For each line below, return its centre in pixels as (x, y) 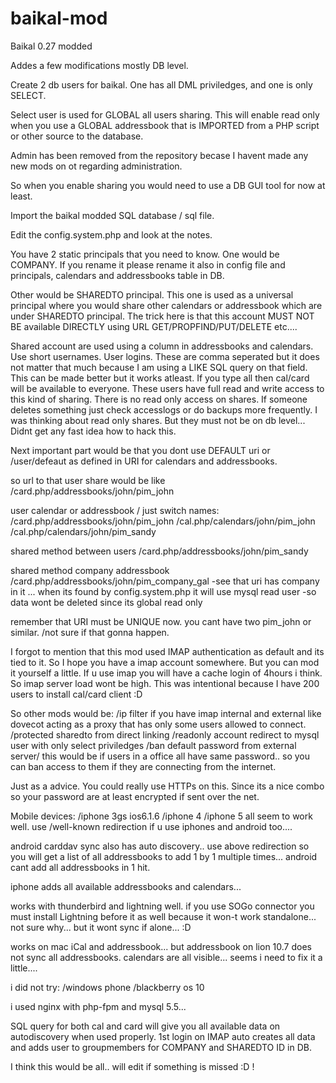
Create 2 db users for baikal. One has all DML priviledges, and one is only (161, 84)
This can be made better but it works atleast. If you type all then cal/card (160, 378)
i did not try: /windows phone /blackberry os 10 (107, 987)
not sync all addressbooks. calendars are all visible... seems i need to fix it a (166, 957)
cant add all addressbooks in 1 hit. (80, 867)
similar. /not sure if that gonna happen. (90, 632)
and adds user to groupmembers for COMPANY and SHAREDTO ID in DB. (161, 1047)
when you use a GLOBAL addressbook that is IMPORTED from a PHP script (165, 125)
